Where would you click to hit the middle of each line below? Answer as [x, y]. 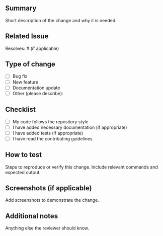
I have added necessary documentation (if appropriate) [70, 127]
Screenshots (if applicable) [49, 188]
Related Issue [27, 36]
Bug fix [20, 76]
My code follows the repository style [51, 122]
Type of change [30, 64]
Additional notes [32, 216]
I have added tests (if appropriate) [48, 133]
